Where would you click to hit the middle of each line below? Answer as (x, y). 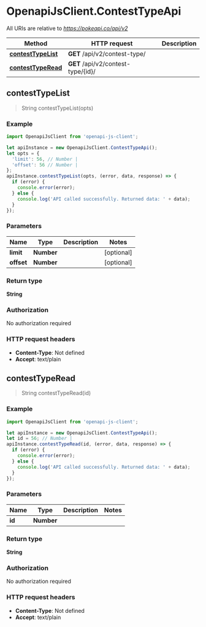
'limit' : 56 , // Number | (45, 159)
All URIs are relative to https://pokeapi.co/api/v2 (67, 28)
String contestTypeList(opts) (57, 108)
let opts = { (23, 153)
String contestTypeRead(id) (56, 393)
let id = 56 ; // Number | (39, 439)
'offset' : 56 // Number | (45, 165)
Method (36, 43)
